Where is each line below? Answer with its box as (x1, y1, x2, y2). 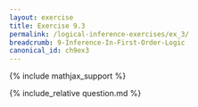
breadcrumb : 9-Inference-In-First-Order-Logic (9, 37, 186, 47)
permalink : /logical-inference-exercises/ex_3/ (9, 29, 190, 38)
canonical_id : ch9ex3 (9, 46, 90, 55)
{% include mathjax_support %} (9, 70, 127, 81)
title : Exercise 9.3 (9, 21, 87, 30)
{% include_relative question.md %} (9, 88, 142, 99)
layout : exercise (9, 12, 74, 22)
